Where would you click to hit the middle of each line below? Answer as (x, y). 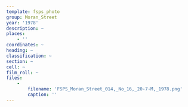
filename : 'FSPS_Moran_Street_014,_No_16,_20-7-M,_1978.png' (105, 89)
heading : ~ (20, 51)
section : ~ (20, 61)
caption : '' (43, 95)
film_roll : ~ (22, 73)
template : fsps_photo (33, 12)
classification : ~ (29, 56)
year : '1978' (22, 23)
